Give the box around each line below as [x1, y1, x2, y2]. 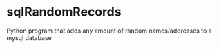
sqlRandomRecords [6, 4, 122, 20]
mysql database [6, 33, 53, 42]
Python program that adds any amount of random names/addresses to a [6, 27, 212, 35]
